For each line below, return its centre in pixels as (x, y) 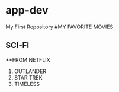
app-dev (27, 10)
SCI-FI (17, 45)
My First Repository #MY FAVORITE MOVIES (59, 27)
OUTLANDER (30, 71)
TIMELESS (27, 84)
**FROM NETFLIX (28, 59)
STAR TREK (28, 77)
